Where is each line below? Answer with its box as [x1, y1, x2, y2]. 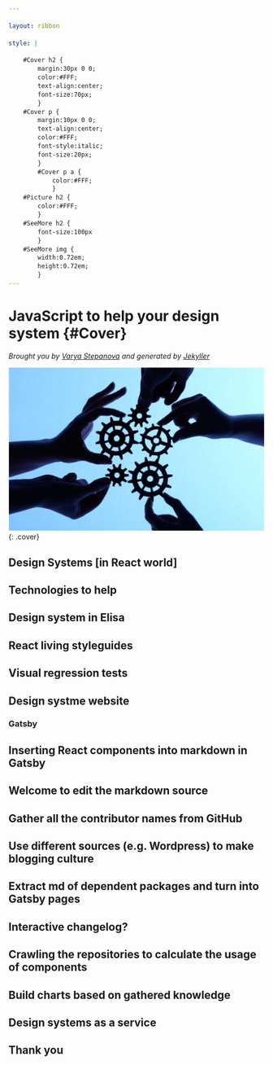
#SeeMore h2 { [23, 219, 71, 227]
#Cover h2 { [23, 56, 63, 64]
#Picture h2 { [23, 194, 71, 202]
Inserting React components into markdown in [8, 743, 248, 757]
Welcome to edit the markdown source [8, 784, 209, 798]
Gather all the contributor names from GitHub [8, 811, 243, 826]
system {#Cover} [8, 324, 128, 343]
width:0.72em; [37, 253, 85, 262]
